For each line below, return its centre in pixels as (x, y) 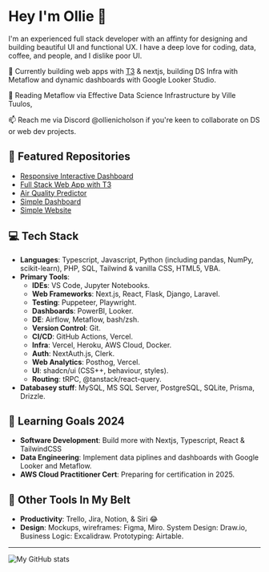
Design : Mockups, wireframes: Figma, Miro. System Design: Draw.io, (133, 528)
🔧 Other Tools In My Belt (69, 499)
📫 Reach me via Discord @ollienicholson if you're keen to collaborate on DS (134, 120)
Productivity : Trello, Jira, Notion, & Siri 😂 (89, 519)
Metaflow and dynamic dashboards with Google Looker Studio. (112, 79)
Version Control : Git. (66, 327)
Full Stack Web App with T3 (66, 185)
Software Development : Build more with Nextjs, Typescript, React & (132, 440)
